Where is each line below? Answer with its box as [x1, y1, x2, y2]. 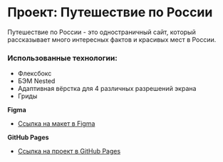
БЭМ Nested [17, 77, 56, 85]
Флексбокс [17, 69, 52, 78]
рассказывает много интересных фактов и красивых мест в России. [7, 35, 217, 43]
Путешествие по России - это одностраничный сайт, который [7, 28, 196, 36]
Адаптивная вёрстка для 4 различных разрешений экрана [17, 85, 197, 93]
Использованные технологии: [7, 53, 118, 63]
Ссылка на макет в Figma [17, 119, 95, 128]
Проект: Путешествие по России [7, 4, 213, 21]
